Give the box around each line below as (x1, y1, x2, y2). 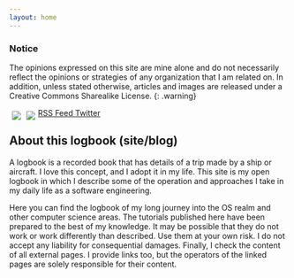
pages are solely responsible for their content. (9, 259, 177, 269)
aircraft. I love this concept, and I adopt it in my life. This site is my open (9, 166, 270, 177)
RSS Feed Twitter (38, 107, 101, 118)
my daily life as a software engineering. (9, 185, 153, 196)
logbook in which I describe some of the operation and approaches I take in (9, 175, 284, 186)
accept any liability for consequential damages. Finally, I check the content (9, 240, 281, 251)
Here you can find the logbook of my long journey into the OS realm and (9, 202, 271, 212)
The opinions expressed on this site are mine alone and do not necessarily (9, 62, 280, 73)
